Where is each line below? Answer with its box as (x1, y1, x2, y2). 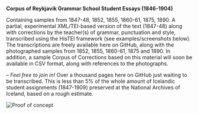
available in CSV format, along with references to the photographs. (6, 60, 168, 67)
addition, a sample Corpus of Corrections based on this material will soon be (6, 54, 193, 61)
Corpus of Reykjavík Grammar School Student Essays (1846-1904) (6, 5, 173, 12)
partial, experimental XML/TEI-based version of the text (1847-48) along (6, 23, 182, 29)
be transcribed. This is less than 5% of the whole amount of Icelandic (6, 78, 176, 85)
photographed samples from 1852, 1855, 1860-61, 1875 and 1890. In (6, 48, 171, 55)
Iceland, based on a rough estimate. (6, 90, 93, 97)
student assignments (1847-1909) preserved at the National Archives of (6, 84, 180, 90)
